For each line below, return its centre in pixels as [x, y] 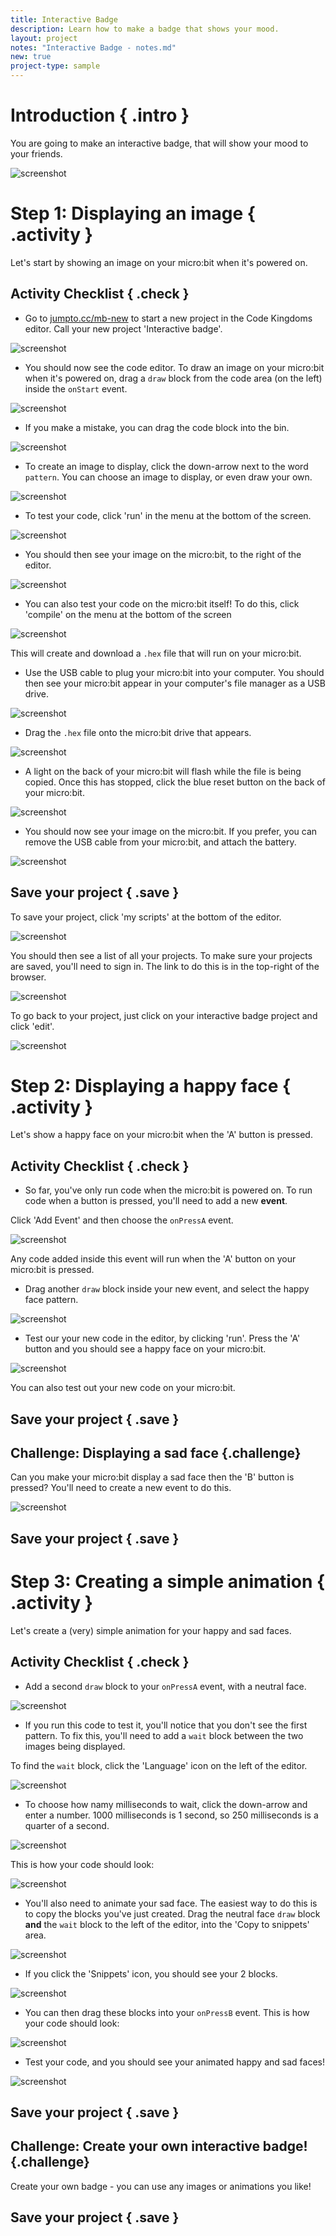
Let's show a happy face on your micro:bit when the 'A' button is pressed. [161, 1135]
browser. [28, 977]
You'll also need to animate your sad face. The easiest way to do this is [171, 1903]
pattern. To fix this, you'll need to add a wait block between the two [164, 1735]
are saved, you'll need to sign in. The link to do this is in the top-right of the [165, 966]
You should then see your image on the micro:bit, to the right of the [163, 554]
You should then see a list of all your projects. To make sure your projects [161, 955]
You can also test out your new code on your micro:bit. [123, 1388]
